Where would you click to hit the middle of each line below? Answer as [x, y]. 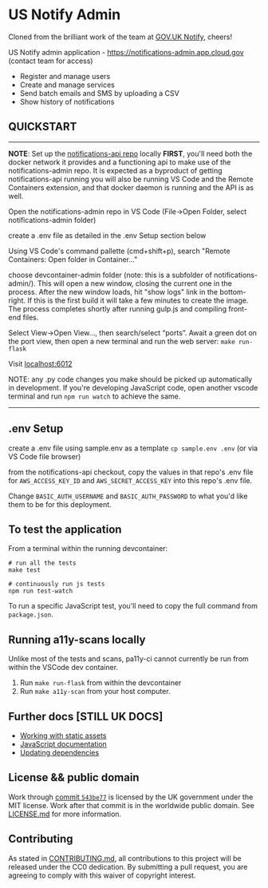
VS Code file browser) [45, 456]
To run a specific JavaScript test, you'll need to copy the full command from [133, 606]
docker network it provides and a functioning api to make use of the [120, 162]
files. [31, 317]
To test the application [65, 529]
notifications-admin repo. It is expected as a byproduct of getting [115, 170]
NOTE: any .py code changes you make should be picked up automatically [130, 379]
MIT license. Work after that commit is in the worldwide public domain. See [132, 805]
